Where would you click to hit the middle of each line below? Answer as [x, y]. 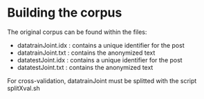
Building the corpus [65, 13]
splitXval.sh [24, 88]
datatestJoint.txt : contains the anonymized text [85, 67]
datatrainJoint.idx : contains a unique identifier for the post [101, 45]
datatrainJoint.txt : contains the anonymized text [86, 53]
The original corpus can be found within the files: [77, 32]
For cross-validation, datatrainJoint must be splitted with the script [102, 80]
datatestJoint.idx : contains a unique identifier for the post [100, 60]
